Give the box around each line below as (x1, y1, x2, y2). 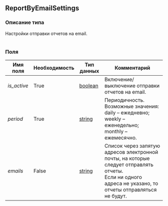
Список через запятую (104, 142, 160, 149)
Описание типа (5, 19, 44, 26)
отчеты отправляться (104, 186, 157, 193)
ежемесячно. (104, 134, 137, 141)
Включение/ (104, 76, 134, 83)
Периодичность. (104, 96, 145, 103)
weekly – (104, 115, 125, 122)
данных (79, 67, 99, 74)
